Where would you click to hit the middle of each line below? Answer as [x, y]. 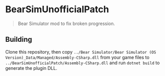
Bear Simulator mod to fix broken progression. [66, 23]
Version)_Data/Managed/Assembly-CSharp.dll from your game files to [77, 57]
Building [19, 40]
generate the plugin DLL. [31, 68]
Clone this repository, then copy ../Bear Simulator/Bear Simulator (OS [81, 52]
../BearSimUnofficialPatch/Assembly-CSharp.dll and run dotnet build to [82, 63]
